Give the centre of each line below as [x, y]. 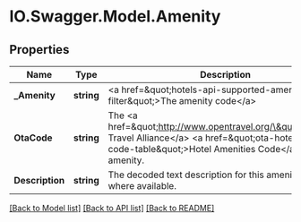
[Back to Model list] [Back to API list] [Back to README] [112, 208]
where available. [142, 186]
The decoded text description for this [186, 175]
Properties [39, 50]
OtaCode [33, 138]
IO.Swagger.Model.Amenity [115, 17]
